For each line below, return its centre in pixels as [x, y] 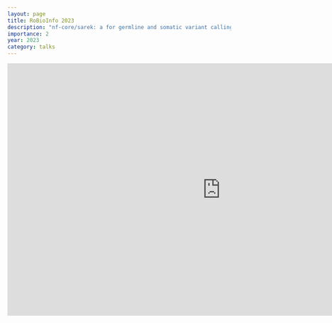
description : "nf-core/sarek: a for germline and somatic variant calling [120, 27]
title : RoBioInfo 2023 [41, 21]
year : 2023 [23, 40]
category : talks [31, 47]
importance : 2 [28, 34]
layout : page [27, 14]
